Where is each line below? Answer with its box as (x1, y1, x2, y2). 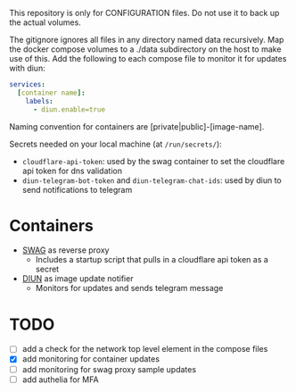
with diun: (9, 63, 46, 73)
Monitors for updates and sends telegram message (35, 283, 224, 294)
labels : (25, 96, 53, 105)
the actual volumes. (9, 17, 82, 28)
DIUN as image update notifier (21, 273, 134, 284)
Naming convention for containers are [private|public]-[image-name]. (9, 121, 265, 132)
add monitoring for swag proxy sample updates (21, 363, 197, 374)
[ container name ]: (17, 88, 86, 97)
